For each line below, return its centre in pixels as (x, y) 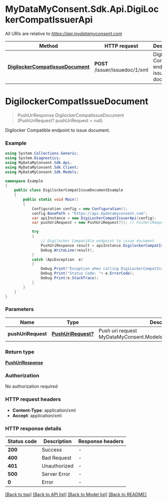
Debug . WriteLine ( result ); (67, 250)
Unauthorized (57, 466)
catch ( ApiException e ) (57, 259)
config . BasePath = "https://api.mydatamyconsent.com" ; (90, 213)
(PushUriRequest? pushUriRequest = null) (60, 120)
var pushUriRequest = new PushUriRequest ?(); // (83, 223)
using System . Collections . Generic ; (42, 154)
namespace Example (24, 181)
